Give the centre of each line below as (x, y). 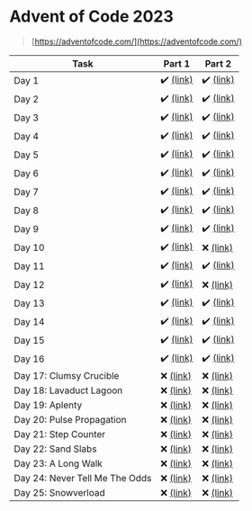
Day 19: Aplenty (48, 405)
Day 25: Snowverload (59, 492)
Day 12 (29, 285)
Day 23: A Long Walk (58, 463)
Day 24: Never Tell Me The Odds (83, 478)
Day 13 (29, 303)
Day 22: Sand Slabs (55, 449)
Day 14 (29, 322)
